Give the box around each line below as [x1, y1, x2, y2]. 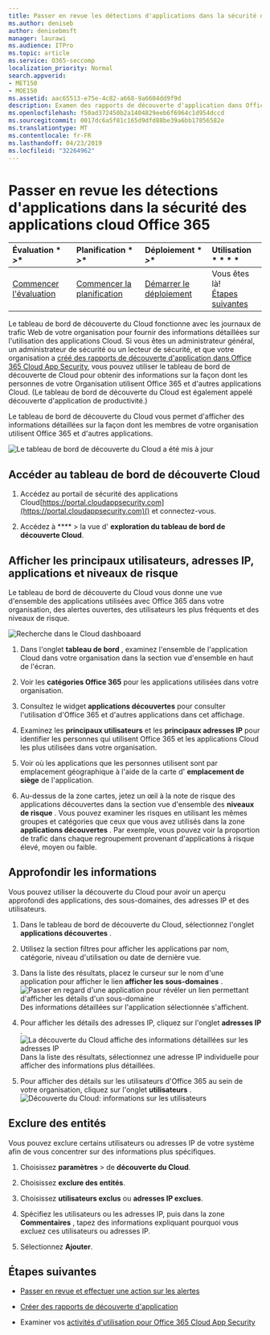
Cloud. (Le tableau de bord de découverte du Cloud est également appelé [8, 387, 253, 397]
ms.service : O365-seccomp [8, 57, 95, 65]
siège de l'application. [19, 775, 94, 785]
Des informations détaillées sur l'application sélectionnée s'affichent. [19, 1002, 249, 1011]
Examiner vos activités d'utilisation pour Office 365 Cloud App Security [19, 1317, 256, 1327]
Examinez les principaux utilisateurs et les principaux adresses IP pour [19, 725, 260, 735]
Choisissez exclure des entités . [19, 1177, 126, 1188]
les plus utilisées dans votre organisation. [19, 742, 157, 752]
